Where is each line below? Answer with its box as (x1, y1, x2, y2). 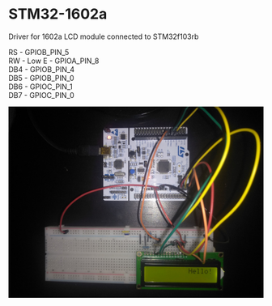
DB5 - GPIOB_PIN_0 (8, 73, 74, 83)
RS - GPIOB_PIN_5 (8, 47, 70, 57)
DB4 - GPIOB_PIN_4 (8, 64, 75, 74)
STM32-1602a (8, 5, 108, 23)
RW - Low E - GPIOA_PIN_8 (8, 56, 100, 66)
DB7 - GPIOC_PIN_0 (8, 90, 74, 100)
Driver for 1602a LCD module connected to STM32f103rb (8, 32, 199, 41)
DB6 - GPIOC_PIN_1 (8, 82, 73, 91)
